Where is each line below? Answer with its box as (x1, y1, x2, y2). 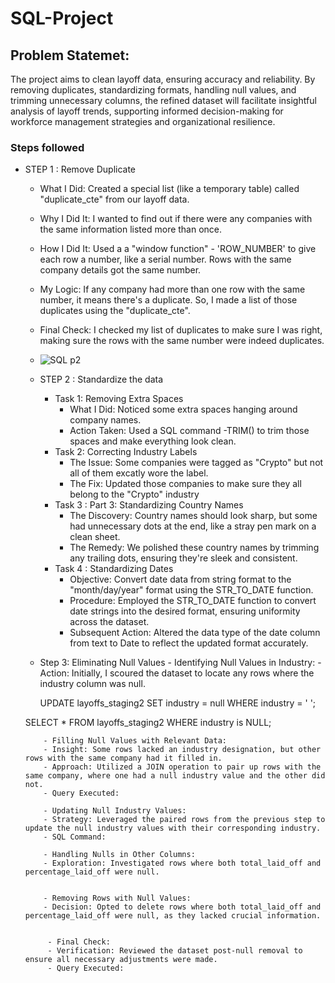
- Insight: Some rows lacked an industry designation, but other (43, 745, 322, 755)
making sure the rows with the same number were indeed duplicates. (39, 335, 325, 347)
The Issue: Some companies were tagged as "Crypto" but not (69, 457, 324, 469)
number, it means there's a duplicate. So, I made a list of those (39, 294, 298, 306)
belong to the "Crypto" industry (69, 488, 200, 501)
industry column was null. (39, 678, 146, 690)
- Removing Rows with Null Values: (43, 893, 192, 904)
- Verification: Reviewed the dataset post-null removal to (47, 946, 303, 956)
